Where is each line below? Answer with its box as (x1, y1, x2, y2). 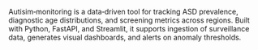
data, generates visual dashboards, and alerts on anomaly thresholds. (8, 32, 242, 42)
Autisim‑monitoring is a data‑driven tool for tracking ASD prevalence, (8, 7, 239, 16)
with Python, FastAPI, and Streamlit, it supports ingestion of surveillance (8, 24, 250, 33)
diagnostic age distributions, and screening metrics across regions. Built (8, 15, 250, 25)
